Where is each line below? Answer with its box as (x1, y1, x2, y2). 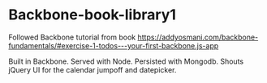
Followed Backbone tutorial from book (8, 32, 136, 42)
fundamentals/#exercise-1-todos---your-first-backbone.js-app (8, 40, 219, 50)
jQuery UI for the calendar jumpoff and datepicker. (8, 64, 177, 74)
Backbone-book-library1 (8, 6, 177, 24)
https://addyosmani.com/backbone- (137, 32, 259, 42)
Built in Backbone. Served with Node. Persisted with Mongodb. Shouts (8, 56, 244, 66)
